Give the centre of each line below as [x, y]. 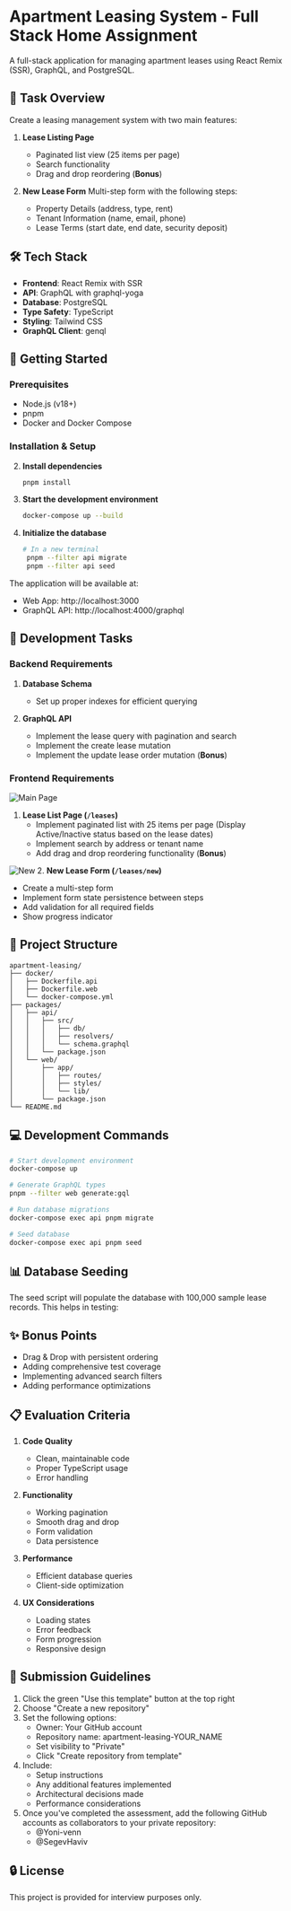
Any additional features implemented [103, 1784]
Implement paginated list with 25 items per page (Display [141, 824]
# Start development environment [72, 1161]
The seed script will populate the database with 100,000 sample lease [138, 1298]
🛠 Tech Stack [48, 257]
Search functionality [73, 164]
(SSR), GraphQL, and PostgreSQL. [72, 70]
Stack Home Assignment [103, 35]
